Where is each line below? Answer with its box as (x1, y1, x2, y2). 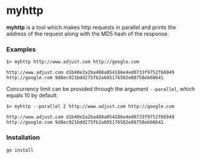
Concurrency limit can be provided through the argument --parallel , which (6, 85, 196, 92)
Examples (6, 45, 36, 53)
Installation (6, 134, 41, 142)
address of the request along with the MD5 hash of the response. (6, 30, 170, 37)
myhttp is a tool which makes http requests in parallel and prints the (6, 24, 176, 31)
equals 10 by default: (6, 92, 59, 99)
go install (6, 147, 34, 153)
